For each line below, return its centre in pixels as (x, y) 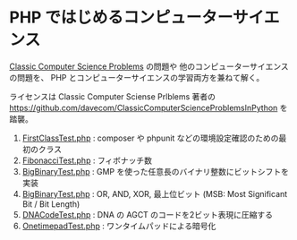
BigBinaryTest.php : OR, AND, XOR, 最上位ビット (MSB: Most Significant (155, 193)
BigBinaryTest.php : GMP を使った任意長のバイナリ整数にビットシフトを (155, 171)
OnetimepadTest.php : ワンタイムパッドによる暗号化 (119, 226)
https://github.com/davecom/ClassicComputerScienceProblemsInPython (144, 107)
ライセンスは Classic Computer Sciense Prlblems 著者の (113, 96)
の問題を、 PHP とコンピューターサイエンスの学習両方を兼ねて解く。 (137, 77)
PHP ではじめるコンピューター (121, 17)
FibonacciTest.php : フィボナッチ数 (87, 160)
